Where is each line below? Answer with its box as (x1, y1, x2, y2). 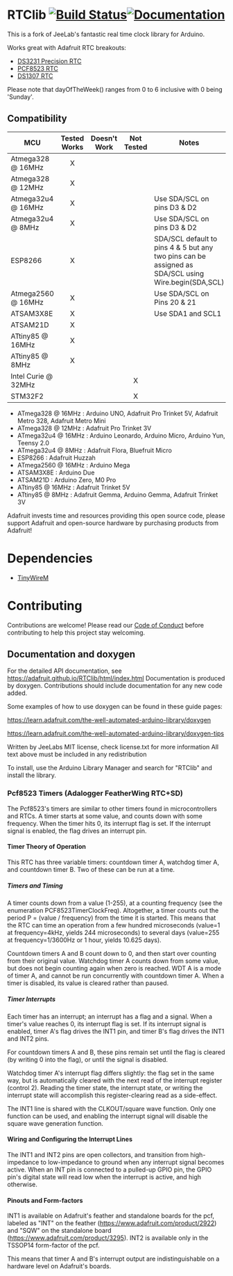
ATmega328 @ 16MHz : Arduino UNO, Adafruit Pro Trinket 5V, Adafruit (17, 409, 218, 417)
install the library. (7, 771, 57, 779)
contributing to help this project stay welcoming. (7, 628, 146, 637)
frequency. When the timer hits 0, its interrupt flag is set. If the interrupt (7, 819, 212, 827)
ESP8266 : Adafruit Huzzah (17, 453, 96, 462)
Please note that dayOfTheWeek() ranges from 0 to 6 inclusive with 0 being (7, 85, 223, 93)
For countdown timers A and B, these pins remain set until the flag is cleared (7, 1048, 225, 1056)
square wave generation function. (7, 1119, 104, 1127)
